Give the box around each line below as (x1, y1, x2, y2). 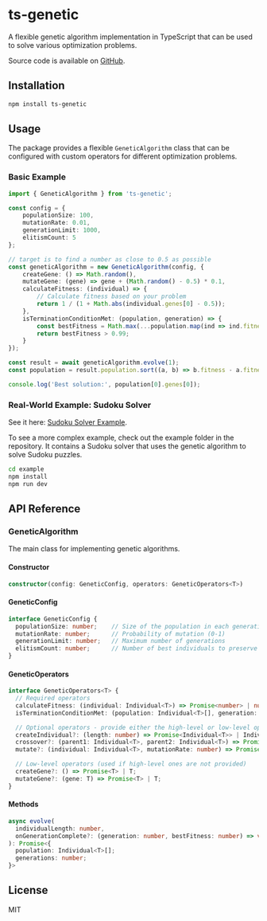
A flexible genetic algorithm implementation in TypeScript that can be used (8, 32, 253, 41)
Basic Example (8, 171, 66, 182)
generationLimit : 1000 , (22, 226, 102, 234)
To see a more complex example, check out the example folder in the (8, 433, 234, 443)
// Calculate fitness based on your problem (37, 292, 187, 300)
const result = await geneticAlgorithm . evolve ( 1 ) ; (8, 359, 180, 367)
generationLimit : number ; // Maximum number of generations (15, 637, 226, 645)
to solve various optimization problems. (8, 40, 137, 49)
